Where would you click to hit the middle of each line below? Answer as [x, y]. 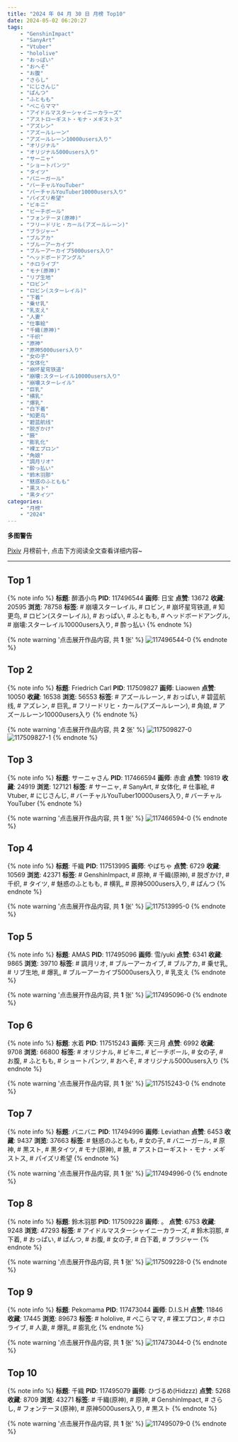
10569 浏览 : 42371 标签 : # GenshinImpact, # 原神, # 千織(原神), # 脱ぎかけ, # [119, 875]
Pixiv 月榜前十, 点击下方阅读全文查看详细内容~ [75, 551]
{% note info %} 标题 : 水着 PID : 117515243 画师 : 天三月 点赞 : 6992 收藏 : [111, 1043]
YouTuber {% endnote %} [45, 803]
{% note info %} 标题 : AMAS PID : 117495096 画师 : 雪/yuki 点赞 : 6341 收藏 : [115, 954]
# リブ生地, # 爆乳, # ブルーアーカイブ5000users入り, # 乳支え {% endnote [117, 972]
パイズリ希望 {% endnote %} [77, 1158]
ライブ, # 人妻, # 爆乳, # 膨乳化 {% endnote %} [75, 1328]
